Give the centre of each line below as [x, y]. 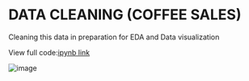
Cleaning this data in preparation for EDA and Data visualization [114, 37]
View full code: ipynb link [49, 52]
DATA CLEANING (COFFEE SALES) [125, 15]
